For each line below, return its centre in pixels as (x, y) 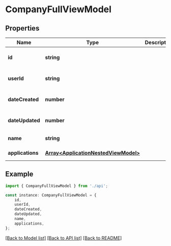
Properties (22, 28)
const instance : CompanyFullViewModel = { (51, 195)
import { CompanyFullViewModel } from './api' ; (57, 186)
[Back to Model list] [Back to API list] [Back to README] (64, 238)
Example (19, 174)
